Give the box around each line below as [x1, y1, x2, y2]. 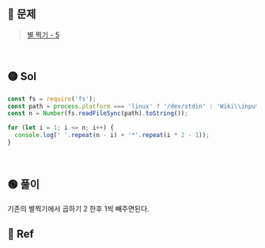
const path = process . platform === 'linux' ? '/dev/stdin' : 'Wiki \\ [7, 102, 242, 110]
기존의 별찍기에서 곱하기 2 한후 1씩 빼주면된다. [7, 204, 150, 213]
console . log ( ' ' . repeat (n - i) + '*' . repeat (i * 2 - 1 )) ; [14, 132, 210, 139]
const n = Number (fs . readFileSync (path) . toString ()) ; [7, 109, 189, 117]
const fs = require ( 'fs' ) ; [7, 94, 97, 103]
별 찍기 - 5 [26, 30, 60, 40]
